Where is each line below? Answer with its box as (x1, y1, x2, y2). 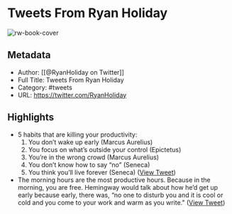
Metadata (7, 49, 51, 61)
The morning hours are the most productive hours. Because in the (17, 176, 211, 184)
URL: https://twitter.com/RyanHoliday (17, 90, 127, 99)
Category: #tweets (17, 83, 72, 92)
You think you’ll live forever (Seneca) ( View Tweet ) (28, 168, 176, 176)
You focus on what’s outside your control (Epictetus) (28, 145, 182, 154)
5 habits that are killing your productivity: (17, 130, 138, 139)
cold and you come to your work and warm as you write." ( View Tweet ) (17, 198, 226, 207)
